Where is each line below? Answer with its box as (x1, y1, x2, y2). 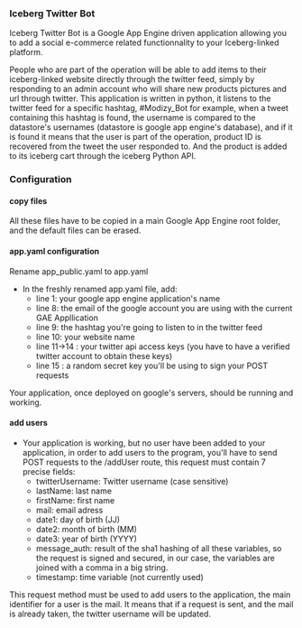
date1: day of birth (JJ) (35, 513, 120, 525)
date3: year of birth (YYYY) (35, 533, 138, 544)
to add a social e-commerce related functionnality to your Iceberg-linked (9, 37, 279, 48)
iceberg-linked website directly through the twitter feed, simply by (9, 74, 255, 85)
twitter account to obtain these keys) (35, 350, 173, 361)
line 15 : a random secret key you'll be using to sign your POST (35, 360, 269, 371)
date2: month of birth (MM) (35, 523, 138, 534)
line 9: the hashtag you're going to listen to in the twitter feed (35, 321, 263, 332)
